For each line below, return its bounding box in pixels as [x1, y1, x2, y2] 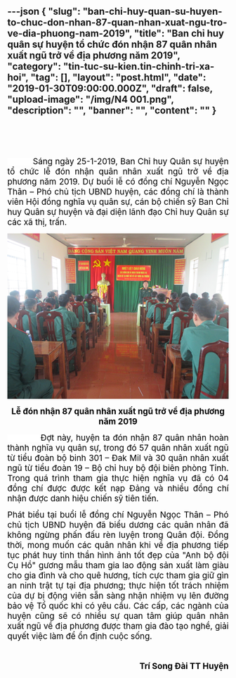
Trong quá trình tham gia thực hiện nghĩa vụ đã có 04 [7, 472, 229, 484]
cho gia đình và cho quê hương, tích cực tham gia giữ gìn [7, 570, 229, 581]
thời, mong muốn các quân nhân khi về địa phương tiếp [7, 539, 229, 551]
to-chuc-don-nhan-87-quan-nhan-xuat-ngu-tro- [7, 17, 228, 29]
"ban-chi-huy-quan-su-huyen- [82, 6, 223, 18]
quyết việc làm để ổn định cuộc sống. [7, 630, 152, 641]
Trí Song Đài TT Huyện [139, 660, 229, 672]
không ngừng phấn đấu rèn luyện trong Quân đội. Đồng [7, 529, 229, 541]
